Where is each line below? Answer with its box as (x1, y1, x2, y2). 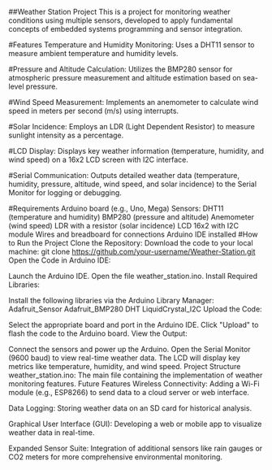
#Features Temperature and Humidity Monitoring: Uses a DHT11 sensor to (8, 40, 255, 50)
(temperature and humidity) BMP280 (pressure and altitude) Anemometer (8, 212, 254, 222)
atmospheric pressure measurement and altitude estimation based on (8, 73, 241, 82)
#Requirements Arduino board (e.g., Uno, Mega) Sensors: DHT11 (8, 203, 224, 213)
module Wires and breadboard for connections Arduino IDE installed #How (8, 229, 258, 239)
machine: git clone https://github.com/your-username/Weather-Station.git (8, 247, 256, 256)
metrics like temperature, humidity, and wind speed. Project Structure (8, 362, 241, 371)
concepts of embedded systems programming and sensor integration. (8, 24, 244, 33)
